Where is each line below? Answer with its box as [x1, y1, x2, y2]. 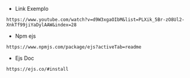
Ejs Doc [14, 55, 34, 62]
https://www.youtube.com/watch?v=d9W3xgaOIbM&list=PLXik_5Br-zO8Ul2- [6, 17, 185, 23]
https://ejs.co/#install [6, 66, 69, 72]
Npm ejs [14, 32, 36, 40]
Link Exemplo [14, 5, 49, 12]
